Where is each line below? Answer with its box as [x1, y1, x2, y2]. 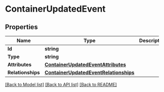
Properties [5, 23, 38, 31]
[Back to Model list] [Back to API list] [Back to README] [5, 82, 117, 87]
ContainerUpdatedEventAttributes [44, 61, 126, 68]
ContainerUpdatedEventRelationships [44, 69, 135, 76]
